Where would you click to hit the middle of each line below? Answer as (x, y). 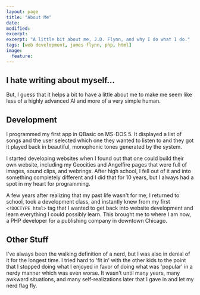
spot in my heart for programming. (48, 184)
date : (13, 23)
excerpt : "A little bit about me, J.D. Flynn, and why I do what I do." (98, 39)
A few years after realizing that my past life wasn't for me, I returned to (93, 195)
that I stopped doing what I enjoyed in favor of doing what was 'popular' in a (100, 267)
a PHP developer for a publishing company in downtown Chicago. (87, 221)
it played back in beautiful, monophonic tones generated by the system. (94, 147)
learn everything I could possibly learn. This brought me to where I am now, (99, 214)
